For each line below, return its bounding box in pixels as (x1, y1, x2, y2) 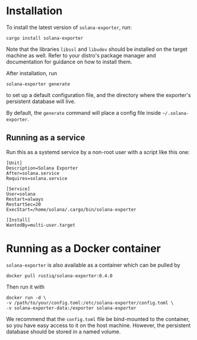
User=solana (6, 191, 36, 197)
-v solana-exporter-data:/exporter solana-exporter (6, 305, 136, 311)
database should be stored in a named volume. (6, 328, 121, 335)
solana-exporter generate (6, 81, 70, 87)
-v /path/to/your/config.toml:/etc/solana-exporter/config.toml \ (6, 300, 174, 306)
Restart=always (6, 196, 44, 202)
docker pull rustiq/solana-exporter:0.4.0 (6, 272, 113, 279)
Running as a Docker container (6, 242, 161, 255)
